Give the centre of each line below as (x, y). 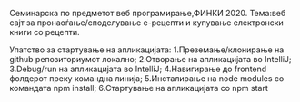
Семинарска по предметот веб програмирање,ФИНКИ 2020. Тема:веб (148, 13)
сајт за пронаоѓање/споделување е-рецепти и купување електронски (146, 23)
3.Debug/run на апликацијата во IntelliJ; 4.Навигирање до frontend (138, 69)
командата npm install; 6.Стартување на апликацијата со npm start (139, 88)
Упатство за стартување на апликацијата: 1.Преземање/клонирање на (147, 50)
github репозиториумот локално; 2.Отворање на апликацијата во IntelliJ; (151, 59)
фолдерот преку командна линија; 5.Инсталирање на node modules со (147, 79)
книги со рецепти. (45, 32)
